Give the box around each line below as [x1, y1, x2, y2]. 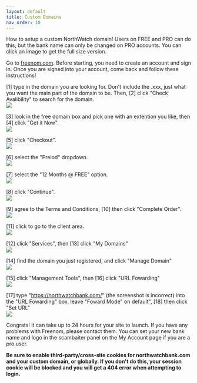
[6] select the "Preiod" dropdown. [6, 154, 88, 161]
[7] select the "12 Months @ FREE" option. [6, 171, 108, 178]
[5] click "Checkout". [6, 136, 57, 144]
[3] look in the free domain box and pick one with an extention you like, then [6, 113, 191, 120]
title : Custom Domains [6, 14, 62, 20]
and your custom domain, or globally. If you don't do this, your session [6, 358, 182, 365]
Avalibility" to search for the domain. [6, 96, 94, 103]
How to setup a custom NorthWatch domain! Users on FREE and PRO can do [6, 36, 191, 43]
